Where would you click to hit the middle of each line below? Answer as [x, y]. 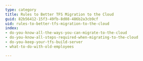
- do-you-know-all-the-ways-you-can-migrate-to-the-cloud [66, 33]
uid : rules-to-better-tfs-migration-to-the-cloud [57, 24]
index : [12, 28]
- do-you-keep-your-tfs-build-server [44, 42]
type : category [21, 10]
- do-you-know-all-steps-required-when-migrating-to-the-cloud [72, 38]
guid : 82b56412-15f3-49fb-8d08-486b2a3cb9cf [52, 19]
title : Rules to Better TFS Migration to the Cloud [59, 14]
